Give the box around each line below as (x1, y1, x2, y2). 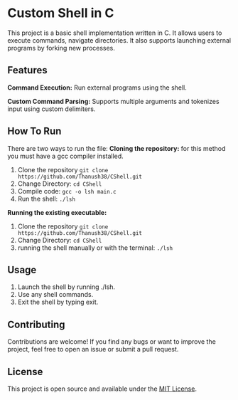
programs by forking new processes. (7, 43, 116, 52)
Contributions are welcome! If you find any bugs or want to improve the (7, 337, 217, 346)
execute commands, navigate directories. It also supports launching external (7, 36, 232, 44)
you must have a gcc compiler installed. (7, 152, 124, 160)
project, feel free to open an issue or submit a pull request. (7, 345, 179, 354)
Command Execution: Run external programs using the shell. (7, 83, 187, 92)
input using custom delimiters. (7, 105, 96, 113)
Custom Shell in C (7, 5, 114, 21)
